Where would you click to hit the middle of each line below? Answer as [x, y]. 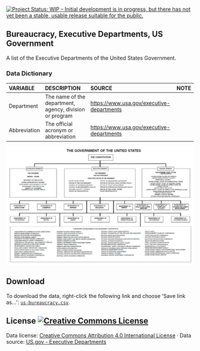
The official [59, 124]
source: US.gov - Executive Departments [56, 341]
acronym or [59, 131]
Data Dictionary [29, 73]
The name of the [65, 97]
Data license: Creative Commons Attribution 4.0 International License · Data [99, 335]
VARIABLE [22, 88]
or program [59, 116]
